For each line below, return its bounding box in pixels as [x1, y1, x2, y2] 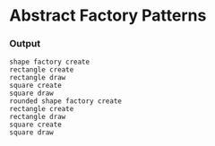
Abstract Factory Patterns [9, 5, 207, 26]
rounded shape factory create [9, 97, 123, 106]
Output [9, 38, 41, 50]
